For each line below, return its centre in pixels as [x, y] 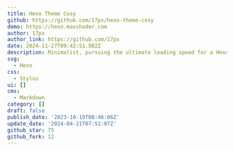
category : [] [26, 104]
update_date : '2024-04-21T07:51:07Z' [62, 124]
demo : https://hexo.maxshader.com [57, 26]
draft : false [26, 111]
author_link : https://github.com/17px [63, 40]
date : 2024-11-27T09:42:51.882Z [54, 46]
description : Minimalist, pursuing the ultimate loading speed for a [110, 53]
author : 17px [26, 33]
